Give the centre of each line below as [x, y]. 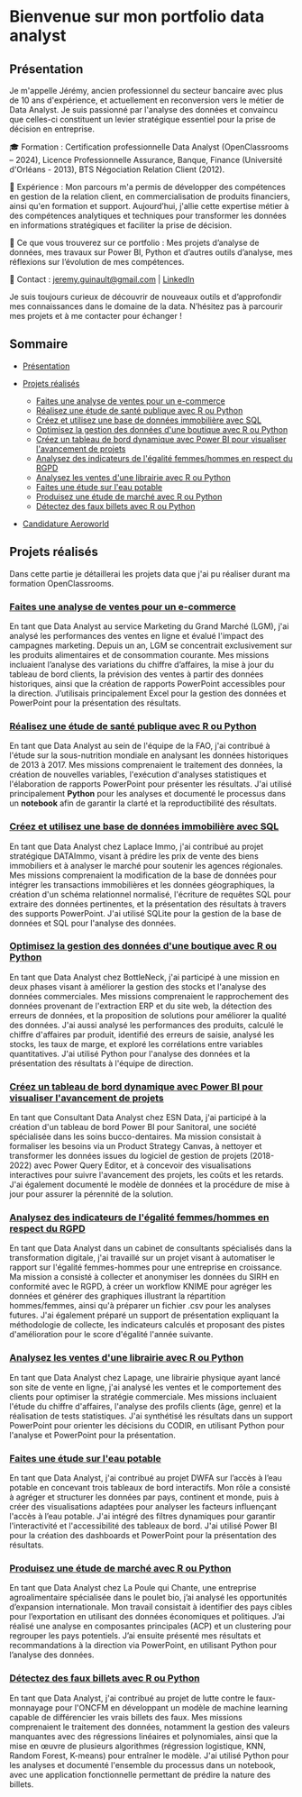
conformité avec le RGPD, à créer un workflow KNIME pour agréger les [141, 1287]
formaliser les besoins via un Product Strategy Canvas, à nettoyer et [136, 1146]
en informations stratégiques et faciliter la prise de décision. [121, 225]
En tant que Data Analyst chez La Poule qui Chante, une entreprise [133, 1588]
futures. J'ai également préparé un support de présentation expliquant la [144, 1315]
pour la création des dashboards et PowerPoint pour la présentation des [143, 1535]
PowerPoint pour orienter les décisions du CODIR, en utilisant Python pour [147, 1425]
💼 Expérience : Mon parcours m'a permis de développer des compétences [147, 187]
